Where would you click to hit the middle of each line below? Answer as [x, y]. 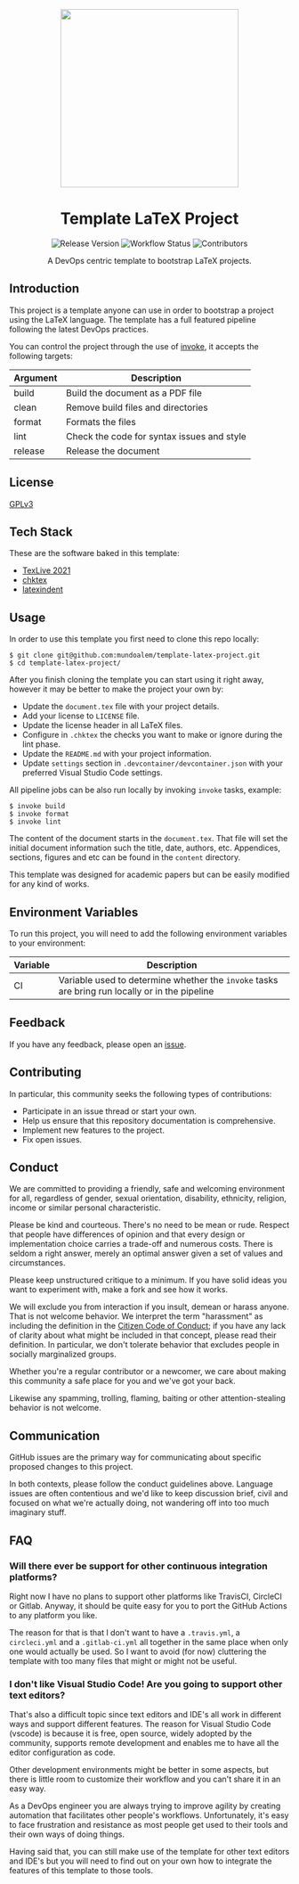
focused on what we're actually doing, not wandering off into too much [139, 1503]
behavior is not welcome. [56, 1408]
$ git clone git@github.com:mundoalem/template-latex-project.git [135, 655]
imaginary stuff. [38, 1512]
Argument [36, 378]
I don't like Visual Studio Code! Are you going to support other [146, 1683]
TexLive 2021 [46, 570]
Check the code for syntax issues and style [156, 436]
